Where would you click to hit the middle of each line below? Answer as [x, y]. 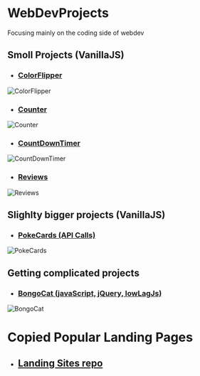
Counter [32, 109]
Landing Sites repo [60, 364]
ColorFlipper [40, 75]
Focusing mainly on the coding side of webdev [76, 33]
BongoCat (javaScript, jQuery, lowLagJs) [90, 293]
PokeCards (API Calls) [57, 235]
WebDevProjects [58, 13]
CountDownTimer [49, 143]
